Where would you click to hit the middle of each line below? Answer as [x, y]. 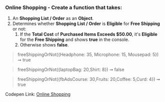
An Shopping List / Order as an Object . [53, 18]
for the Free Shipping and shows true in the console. [74, 39]
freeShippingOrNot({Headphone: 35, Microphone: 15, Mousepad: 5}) [88, 54]
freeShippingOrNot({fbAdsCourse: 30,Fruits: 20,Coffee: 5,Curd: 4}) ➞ [89, 79]
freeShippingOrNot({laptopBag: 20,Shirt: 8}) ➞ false [71, 69]
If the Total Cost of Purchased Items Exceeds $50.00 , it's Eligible [88, 34]
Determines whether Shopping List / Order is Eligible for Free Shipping [86, 23]
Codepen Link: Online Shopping [38, 94]
